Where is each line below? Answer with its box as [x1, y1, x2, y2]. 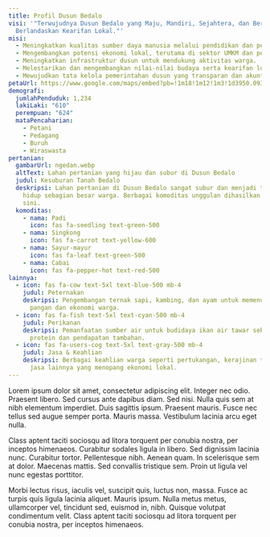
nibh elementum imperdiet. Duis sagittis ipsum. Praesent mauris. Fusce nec [8, 403, 258, 412]
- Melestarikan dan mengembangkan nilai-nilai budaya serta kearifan [15, 64, 253, 72]
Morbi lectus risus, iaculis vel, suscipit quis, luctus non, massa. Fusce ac [8, 485, 248, 495]
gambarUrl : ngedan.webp [15, 162, 95, 170]
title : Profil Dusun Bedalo [8, 11, 103, 20]
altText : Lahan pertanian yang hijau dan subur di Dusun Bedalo [15, 169, 235, 177]
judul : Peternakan [22, 289, 84, 297]
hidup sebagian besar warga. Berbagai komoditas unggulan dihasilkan [22, 191, 261, 200]
